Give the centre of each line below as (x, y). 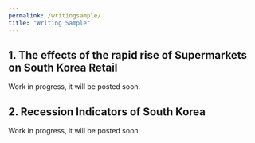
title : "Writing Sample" (49, 23)
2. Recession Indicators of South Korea (107, 112)
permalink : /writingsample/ (55, 15)
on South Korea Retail (63, 67)
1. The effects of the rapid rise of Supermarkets (127, 55)
